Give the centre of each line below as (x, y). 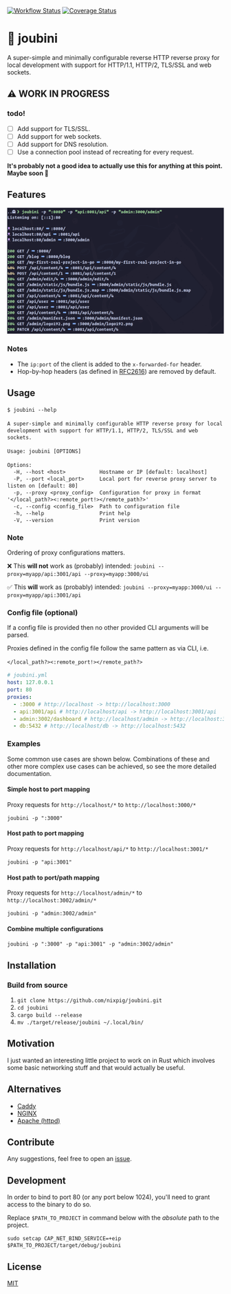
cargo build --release (49, 1015)
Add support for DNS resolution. (63, 144)
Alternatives (34, 1089)
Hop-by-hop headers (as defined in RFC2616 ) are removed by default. (117, 371)
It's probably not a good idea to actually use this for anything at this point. (115, 166)
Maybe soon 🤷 (28, 173)
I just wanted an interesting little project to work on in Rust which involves (111, 1060)
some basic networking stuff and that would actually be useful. (96, 1067)
